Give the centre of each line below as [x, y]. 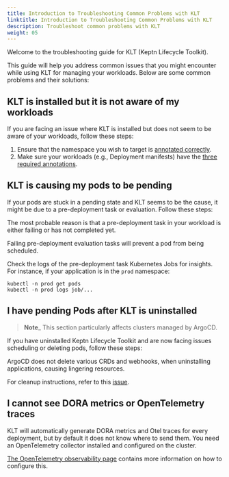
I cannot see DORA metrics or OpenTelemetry [106, 403]
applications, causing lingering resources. [66, 369]
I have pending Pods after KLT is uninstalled [102, 311]
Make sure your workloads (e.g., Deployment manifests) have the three [117, 157]
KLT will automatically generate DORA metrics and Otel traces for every [108, 430]
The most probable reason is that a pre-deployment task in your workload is [114, 222]
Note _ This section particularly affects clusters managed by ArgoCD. [120, 327]
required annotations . [47, 164]
